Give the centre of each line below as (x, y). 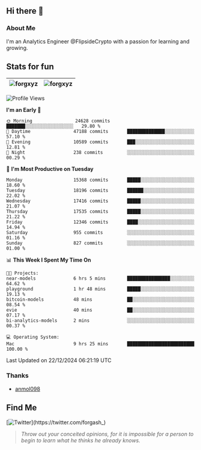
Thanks (17, 375)
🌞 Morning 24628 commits (58, 121)
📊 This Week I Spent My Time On (49, 260)
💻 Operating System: (33, 337)
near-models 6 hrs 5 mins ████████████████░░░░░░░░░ (100, 278)
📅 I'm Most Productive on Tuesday (50, 168)
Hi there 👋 (25, 11)
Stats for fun (30, 67)
